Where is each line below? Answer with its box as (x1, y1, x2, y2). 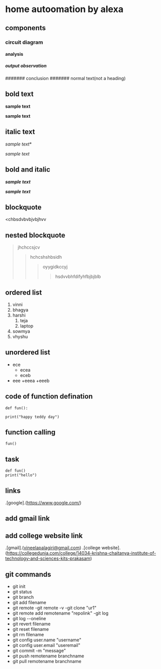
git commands (5, 570, 51, 578)
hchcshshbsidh (30, 254, 62, 260)
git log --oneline (12, 616, 46, 622)
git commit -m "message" (12, 648, 66, 654)
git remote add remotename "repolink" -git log (12, 610, 109, 616)
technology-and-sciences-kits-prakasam (5, 555, 91, 562)
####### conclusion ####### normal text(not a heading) (5, 76, 126, 82)
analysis (5, 51, 24, 57)
